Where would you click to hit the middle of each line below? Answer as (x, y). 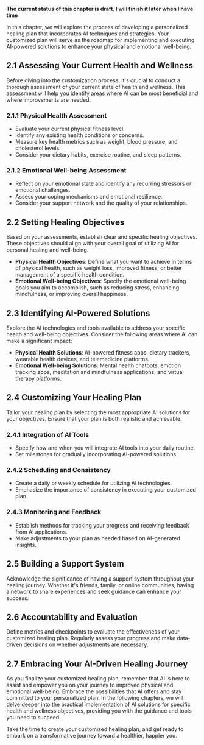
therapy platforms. (38, 379)
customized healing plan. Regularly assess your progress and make (91, 638)
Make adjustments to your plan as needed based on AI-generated (98, 538)
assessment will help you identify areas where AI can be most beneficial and (102, 93)
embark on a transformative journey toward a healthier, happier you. (92, 736)
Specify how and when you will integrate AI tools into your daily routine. (105, 448)
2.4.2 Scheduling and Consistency (58, 470)
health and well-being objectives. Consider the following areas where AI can (102, 334)
